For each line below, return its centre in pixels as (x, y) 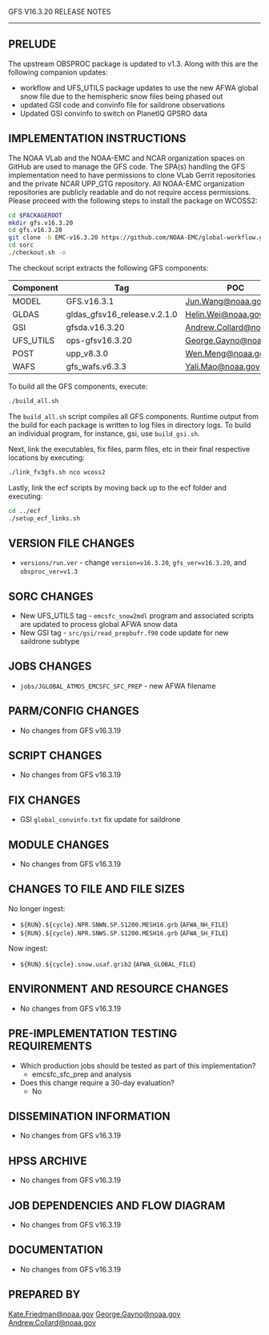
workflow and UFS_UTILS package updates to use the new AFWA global (139, 88)
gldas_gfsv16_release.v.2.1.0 (122, 314)
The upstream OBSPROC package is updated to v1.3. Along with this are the (133, 63)
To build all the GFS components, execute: (78, 386)
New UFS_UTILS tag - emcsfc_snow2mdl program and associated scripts (137, 616)
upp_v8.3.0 (87, 353)
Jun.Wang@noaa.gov (226, 301)
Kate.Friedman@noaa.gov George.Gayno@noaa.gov (94, 1314)
